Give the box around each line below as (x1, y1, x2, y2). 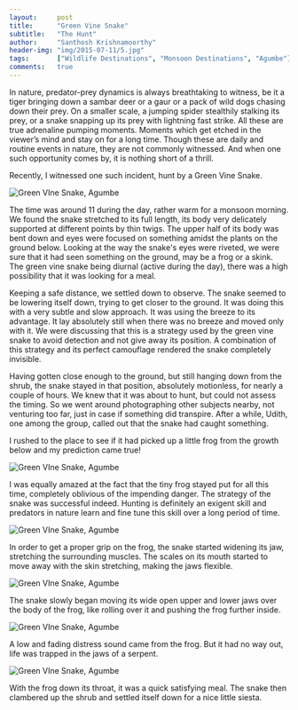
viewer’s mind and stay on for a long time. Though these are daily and (9, 134, 264, 145)
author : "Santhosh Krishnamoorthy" (9, 37, 157, 47)
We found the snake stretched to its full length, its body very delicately (9, 214, 268, 225)
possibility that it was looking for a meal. (9, 270, 157, 280)
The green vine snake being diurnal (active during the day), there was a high (9, 261, 288, 272)
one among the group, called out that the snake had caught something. (9, 418, 269, 429)
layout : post (9, 12, 74, 22)
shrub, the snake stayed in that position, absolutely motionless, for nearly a (9, 380, 284, 390)
